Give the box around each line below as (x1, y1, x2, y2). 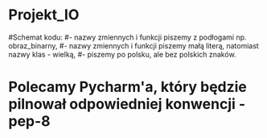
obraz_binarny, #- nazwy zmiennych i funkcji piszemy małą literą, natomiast (8, 40, 259, 50)
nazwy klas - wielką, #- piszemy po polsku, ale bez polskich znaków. (8, 49, 236, 59)
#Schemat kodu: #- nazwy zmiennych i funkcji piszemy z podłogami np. (8, 32, 247, 42)
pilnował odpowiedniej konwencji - (8, 95, 246, 114)
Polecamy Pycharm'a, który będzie (8, 78, 248, 96)
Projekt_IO (8, 6, 80, 24)
